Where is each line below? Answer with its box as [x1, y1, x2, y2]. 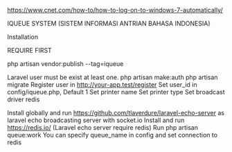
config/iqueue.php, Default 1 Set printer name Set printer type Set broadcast [7, 88, 225, 96]
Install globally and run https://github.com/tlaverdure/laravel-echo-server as [7, 109, 225, 117]
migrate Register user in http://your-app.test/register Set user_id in [7, 81, 197, 89]
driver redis [7, 95, 40, 103]
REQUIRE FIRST [7, 47, 52, 54]
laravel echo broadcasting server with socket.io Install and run [7, 116, 185, 124]
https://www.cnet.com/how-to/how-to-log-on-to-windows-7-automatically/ [7, 6, 223, 14]
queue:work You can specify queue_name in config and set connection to [7, 131, 218, 139]
